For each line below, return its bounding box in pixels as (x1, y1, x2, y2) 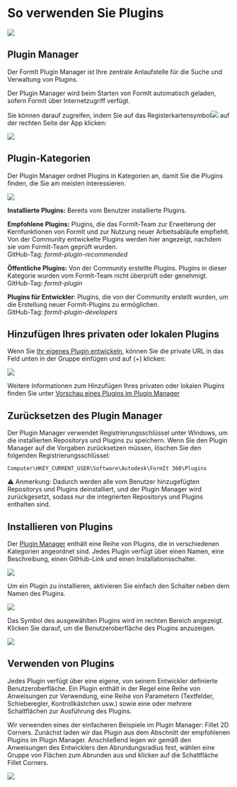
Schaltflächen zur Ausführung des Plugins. (7, 707, 132, 715)
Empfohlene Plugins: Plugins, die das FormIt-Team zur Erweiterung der (7, 219, 216, 228)
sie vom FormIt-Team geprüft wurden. (7, 242, 118, 251)
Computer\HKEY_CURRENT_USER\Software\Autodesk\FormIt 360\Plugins (7, 465, 207, 472)
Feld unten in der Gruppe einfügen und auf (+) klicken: (7, 354, 166, 363)
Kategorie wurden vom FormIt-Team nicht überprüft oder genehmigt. (7, 271, 208, 280)
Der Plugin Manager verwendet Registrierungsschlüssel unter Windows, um (7, 428, 229, 438)
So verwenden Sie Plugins (7, 5, 164, 21)
